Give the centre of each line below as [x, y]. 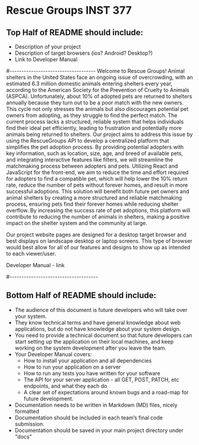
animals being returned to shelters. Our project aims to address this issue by [99, 134]
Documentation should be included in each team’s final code [89, 418]
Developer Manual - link [35, 265]
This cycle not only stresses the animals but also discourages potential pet [97, 109]
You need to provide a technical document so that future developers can [103, 335]
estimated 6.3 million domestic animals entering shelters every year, [89, 84]
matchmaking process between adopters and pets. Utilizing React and [92, 166]
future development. [48, 398]
